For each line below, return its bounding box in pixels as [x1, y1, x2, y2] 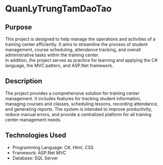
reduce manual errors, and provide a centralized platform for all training [5, 111, 152, 117]
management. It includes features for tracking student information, [5, 95, 142, 101]
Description [5, 77, 42, 85]
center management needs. [5, 117, 62, 123]
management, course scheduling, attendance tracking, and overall [5, 47, 141, 52]
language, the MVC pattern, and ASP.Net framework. [5, 63, 113, 68]
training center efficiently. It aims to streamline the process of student [5, 41, 148, 47]
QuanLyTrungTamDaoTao [5, 3, 112, 14]
